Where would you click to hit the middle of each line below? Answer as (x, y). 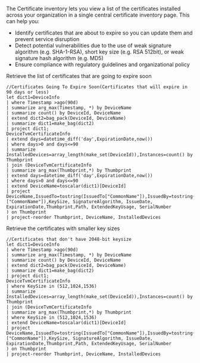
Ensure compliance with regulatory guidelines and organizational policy (102, 64)
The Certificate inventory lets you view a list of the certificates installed (93, 9)
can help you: (23, 21)
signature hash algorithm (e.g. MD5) (59, 58)
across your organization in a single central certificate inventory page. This (98, 15)
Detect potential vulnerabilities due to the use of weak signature (93, 45)
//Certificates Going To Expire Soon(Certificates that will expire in (97, 87)
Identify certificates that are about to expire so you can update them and (104, 33)
